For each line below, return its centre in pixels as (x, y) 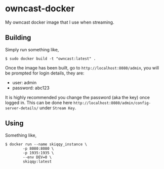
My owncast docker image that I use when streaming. (60, 22)
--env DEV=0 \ (37, 157)
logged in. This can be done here (39, 102)
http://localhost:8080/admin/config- (112, 103)
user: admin (24, 82)
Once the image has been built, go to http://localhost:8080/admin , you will (82, 68)
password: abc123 (31, 88)
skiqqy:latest (37, 161)
